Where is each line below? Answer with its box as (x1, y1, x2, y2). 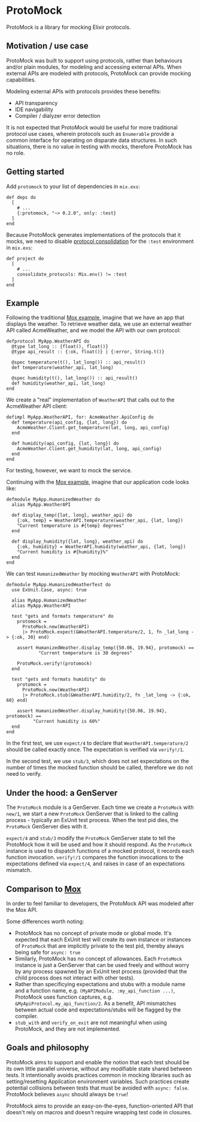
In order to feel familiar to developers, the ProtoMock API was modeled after (6, 900, 194, 907)
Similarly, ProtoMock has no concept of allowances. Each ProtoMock (14, 955, 183, 962)
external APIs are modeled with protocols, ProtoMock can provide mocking (6, 70, 192, 77)
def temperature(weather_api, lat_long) (11, 365, 114, 371)
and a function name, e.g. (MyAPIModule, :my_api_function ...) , (14, 987, 175, 994)
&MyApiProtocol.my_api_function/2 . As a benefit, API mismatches (14, 1000, 177, 1007)
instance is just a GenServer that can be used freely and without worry (14, 962, 190, 968)
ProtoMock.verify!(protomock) (17, 660, 93, 667)
